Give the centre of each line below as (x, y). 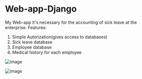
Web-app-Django (41, 9)
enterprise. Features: (26, 27)
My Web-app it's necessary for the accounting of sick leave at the (71, 22)
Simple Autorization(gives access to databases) (60, 37)
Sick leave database (32, 42)
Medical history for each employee (47, 52)
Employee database (32, 47)
